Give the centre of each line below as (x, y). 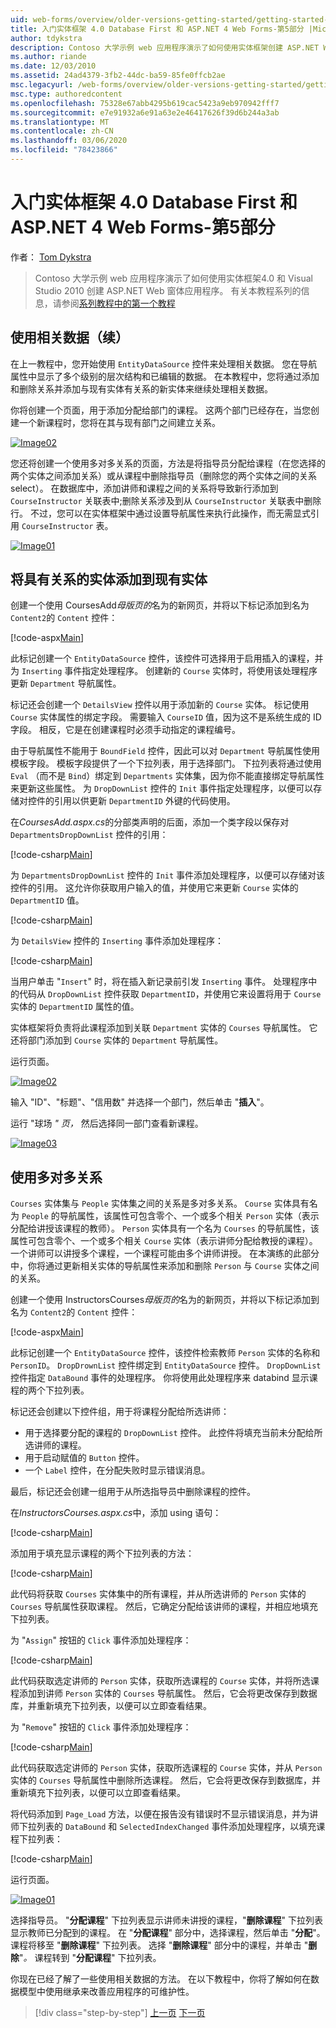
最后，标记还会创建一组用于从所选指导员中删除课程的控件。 (133, 1492)
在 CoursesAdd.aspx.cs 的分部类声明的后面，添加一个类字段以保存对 (150, 822)
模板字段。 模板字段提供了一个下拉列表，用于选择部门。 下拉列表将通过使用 (166, 763)
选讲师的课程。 (55, 1445)
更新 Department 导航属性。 (66, 683)
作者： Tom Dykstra (51, 257)
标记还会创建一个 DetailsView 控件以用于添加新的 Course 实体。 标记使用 (160, 705)
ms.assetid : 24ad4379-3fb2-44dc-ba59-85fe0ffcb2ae (118, 76)
